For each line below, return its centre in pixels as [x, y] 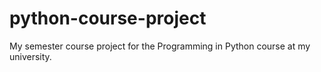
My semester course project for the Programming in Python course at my [160, 46]
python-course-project [108, 18]
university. [30, 56]
